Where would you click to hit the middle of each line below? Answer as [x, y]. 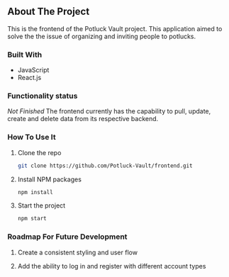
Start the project [41, 205]
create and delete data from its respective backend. [83, 119]
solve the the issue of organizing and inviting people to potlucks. [102, 36]
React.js [29, 78]
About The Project [49, 12]
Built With [25, 55]
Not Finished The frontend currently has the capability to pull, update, [109, 111]
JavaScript [33, 70]
